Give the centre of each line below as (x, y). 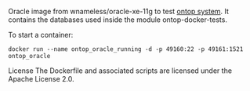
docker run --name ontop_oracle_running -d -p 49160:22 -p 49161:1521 (126, 49)
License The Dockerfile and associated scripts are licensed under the (120, 71)
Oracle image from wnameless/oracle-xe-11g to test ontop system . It (119, 11)
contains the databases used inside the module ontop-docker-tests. (118, 20)
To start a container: (41, 35)
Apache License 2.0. (41, 79)
